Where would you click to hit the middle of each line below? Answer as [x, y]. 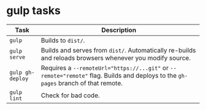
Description [119, 30]
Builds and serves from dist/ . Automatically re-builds [118, 50]
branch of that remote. [90, 83]
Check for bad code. [70, 95]
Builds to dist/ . [63, 40]
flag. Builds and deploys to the [133, 75]
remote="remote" [65, 76]
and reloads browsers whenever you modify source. [116, 57]
